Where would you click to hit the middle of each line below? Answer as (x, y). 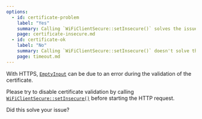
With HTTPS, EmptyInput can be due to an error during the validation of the (99, 73)
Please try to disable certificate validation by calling (70, 91)
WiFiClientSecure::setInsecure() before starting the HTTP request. (90, 98)
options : (17, 12)
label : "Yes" (33, 23)
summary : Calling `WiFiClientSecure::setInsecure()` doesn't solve (103, 51)
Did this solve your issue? (38, 109)
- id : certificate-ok (39, 40)
